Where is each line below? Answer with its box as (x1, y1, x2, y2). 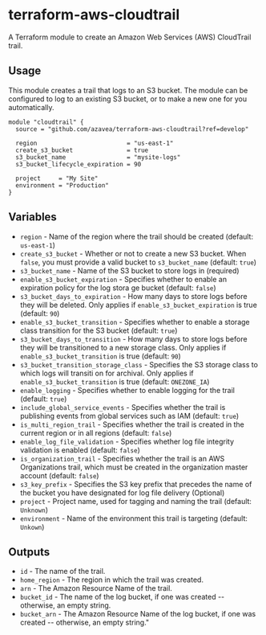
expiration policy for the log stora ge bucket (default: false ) (19, 283, 216, 293)
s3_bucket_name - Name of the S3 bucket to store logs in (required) (19, 265, 240, 275)
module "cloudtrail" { (8, 118, 84, 126)
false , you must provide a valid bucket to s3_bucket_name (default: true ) (19, 257, 257, 267)
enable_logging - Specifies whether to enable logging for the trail (19, 385, 235, 395)
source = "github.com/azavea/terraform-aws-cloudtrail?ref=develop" (15, 125, 249, 133)
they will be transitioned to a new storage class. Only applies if (19, 342, 227, 352)
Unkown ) (19, 522, 45, 531)
